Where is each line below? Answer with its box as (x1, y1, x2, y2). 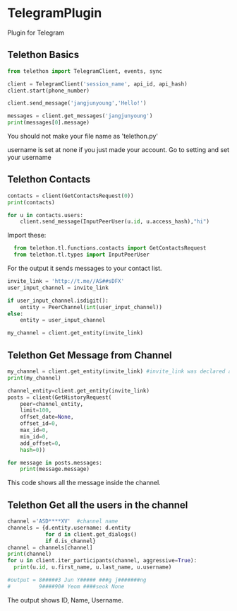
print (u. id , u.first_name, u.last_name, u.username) (13, 564, 172, 571)
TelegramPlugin (7, 5, 102, 21)
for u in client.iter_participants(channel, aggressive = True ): (7, 557, 197, 564)
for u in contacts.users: (7, 211, 83, 219)
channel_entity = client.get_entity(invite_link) (7, 387, 150, 394)
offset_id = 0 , (20, 420, 59, 427)
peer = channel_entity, (20, 400, 83, 407)
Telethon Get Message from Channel (7, 349, 172, 361)
